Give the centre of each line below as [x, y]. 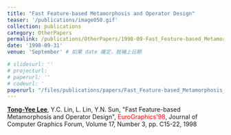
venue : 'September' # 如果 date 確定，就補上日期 [75, 52]
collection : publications [44, 26]
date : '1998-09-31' [35, 45]
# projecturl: [27, 71]
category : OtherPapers [40, 33]
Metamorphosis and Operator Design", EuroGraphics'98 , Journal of [102, 117]
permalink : [23, 39]
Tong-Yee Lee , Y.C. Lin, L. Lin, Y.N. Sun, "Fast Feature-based [94, 110]
